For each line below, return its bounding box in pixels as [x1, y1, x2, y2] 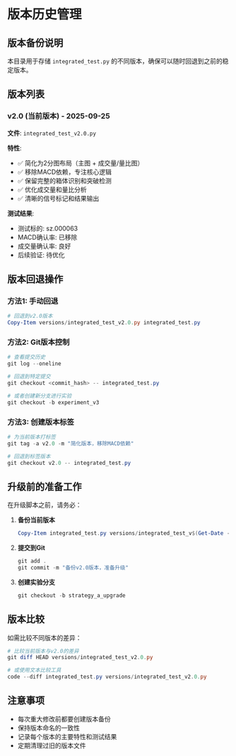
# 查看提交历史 [7, 354, 46, 361]
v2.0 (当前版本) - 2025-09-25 [7, 111, 111, 121]
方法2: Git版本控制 [7, 337, 70, 347]
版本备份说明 [7, 37, 64, 49]
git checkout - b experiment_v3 [7, 398, 100, 406]
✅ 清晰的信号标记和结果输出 [17, 194, 100, 202]
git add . [17, 557, 47, 565]
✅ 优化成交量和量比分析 [17, 185, 87, 194]
